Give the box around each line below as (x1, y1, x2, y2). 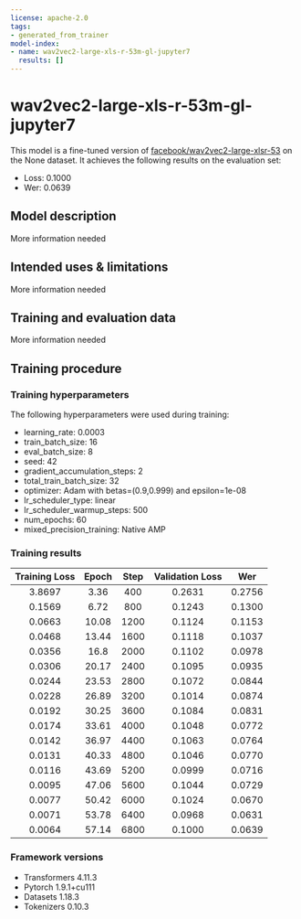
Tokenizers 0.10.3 (23, 901, 89, 912)
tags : (10, 22, 31, 31)
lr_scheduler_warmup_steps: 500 (23, 505, 149, 516)
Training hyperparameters (10, 388, 130, 401)
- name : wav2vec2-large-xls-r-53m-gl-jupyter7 (10, 48, 191, 57)
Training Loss (15, 571, 76, 583)
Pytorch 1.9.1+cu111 (23, 882, 95, 892)
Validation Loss (153, 571, 223, 583)
